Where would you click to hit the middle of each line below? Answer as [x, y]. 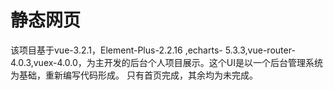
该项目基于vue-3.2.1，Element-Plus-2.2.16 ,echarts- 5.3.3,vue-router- [153, 50]
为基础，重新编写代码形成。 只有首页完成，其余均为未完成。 [134, 75]
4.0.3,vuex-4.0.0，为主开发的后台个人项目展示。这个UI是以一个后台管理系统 [166, 62]
